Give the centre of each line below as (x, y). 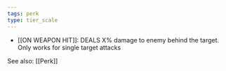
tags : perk (23, 14)
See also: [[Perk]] (33, 61)
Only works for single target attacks (69, 47)
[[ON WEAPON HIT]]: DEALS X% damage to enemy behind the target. (118, 40)
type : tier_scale (33, 20)
